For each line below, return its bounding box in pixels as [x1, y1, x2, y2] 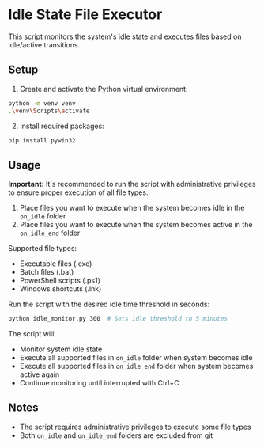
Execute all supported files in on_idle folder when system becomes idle [19, 353, 253, 363]
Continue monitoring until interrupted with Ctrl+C [19, 378, 179, 388]
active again [19, 370, 60, 379]
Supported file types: [8, 244, 77, 253]
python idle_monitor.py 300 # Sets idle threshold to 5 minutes [8, 315, 228, 323]
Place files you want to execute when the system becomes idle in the [19, 203, 245, 213]
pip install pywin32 [8, 136, 77, 144]
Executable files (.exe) [19, 259, 92, 268]
